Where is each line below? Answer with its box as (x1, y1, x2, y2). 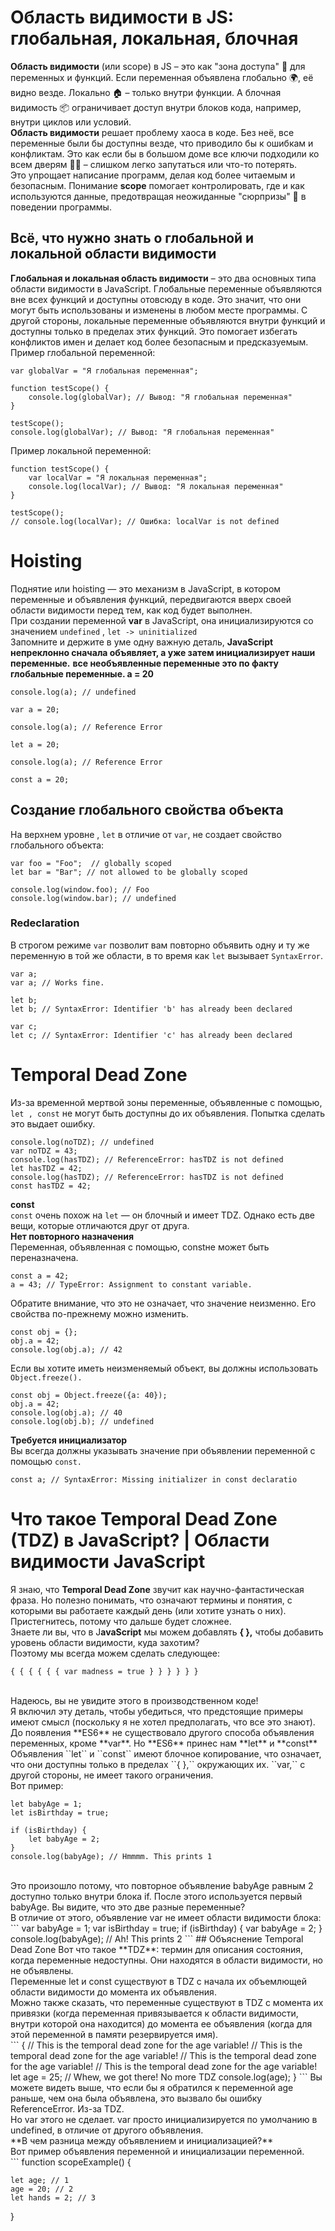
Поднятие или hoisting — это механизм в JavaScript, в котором (10, 582, 282, 595)
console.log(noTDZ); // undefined (10, 1137, 155, 1147)
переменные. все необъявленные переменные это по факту (10, 657, 280, 669)
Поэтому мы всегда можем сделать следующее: (10, 1647, 221, 1659)
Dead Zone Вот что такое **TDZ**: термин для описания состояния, (10, 1943, 304, 1955)
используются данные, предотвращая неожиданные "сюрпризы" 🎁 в (10, 190, 307, 202)
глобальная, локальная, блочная (10, 27, 299, 50)
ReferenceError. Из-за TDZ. (10, 2102, 125, 2115)
